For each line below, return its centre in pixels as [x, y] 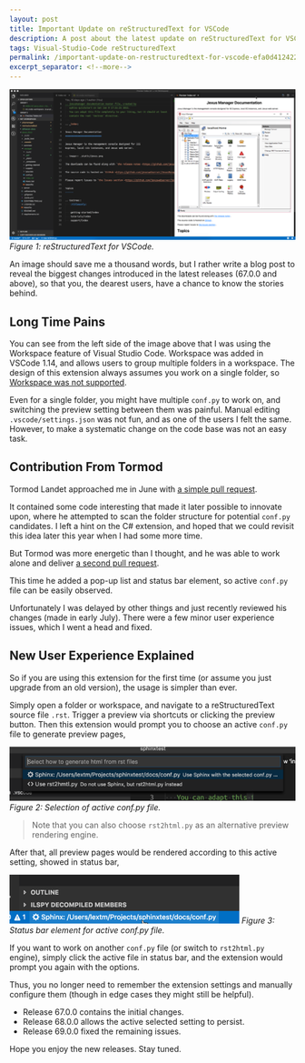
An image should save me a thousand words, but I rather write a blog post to [152, 265]
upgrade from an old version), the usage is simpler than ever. [123, 687]
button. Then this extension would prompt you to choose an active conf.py [149, 724]
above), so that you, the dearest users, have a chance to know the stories [147, 284]
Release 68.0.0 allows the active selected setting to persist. [133, 1022]
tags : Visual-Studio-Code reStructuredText [93, 48]
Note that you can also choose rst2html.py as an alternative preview [160, 825]
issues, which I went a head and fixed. [81, 627]
